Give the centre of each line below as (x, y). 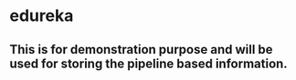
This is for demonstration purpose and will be (141, 50)
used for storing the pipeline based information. (148, 63)
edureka (42, 16)
